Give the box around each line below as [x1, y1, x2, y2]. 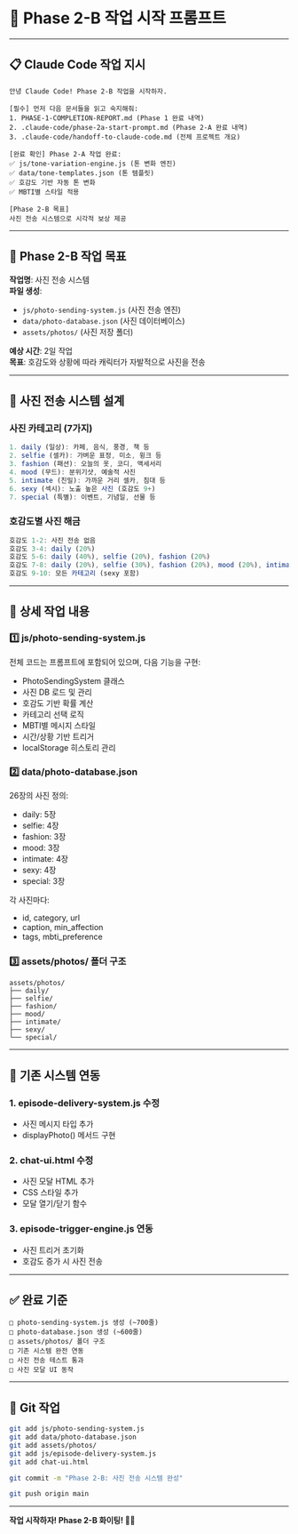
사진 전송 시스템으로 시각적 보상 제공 [9, 214, 127, 223]
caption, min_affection [21, 922, 104, 933]
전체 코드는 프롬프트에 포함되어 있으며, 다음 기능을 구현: [9, 656, 201, 667]
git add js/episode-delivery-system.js [9, 1449, 157, 1458]
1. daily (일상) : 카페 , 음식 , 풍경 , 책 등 [9, 443, 150, 452]
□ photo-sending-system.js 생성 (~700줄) [9, 1318, 160, 1328]
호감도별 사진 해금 [9, 515, 82, 527]
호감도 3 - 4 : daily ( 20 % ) [9, 544, 96, 553]
